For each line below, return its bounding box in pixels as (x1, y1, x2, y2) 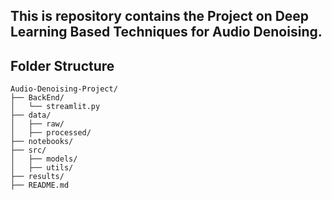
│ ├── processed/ (10, 128, 92, 138)
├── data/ (10, 110, 52, 121)
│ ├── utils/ (10, 163, 74, 173)
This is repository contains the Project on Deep (10, 8, 310, 25)
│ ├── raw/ (10, 119, 65, 129)
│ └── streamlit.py (10, 102, 101, 112)
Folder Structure (10, 57, 115, 74)
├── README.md (10, 180, 70, 191)
